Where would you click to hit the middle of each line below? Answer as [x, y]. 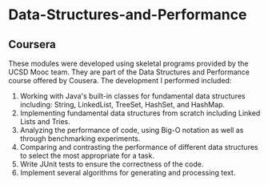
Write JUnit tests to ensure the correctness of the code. [112, 164]
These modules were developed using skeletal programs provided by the [128, 63]
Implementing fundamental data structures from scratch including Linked [140, 113]
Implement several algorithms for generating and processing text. [128, 173]
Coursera [32, 44]
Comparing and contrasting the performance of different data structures [139, 147]
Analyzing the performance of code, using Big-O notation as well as [132, 130]
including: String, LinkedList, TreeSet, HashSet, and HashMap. [122, 105]
